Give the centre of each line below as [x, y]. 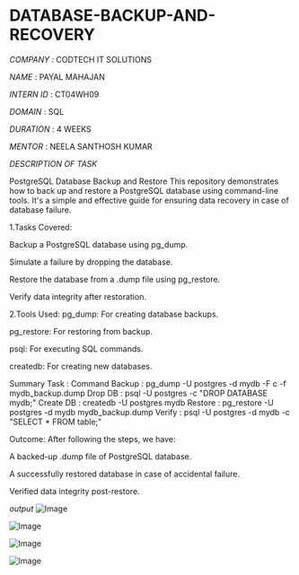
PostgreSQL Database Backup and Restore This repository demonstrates [144, 181]
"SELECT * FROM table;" [56, 422]
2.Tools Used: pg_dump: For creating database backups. [114, 314]
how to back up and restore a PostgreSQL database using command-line [144, 190]
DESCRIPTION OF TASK [53, 163]
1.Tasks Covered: [41, 227]
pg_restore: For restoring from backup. [81, 331]
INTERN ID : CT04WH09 [54, 94]
